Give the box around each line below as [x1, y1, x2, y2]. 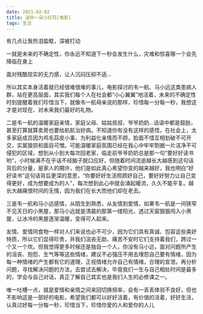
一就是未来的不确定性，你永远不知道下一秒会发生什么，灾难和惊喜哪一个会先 [6, 50, 197, 57]
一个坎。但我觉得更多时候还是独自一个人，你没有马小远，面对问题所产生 [16, 243, 197, 250]
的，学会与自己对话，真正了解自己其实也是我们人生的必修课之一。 [6, 273, 170, 281]
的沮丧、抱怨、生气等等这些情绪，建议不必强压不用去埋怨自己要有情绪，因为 [6, 250, 197, 258]
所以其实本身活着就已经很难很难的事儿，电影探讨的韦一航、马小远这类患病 [6, 83, 192, 91]
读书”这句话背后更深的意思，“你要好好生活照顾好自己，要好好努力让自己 [11, 172, 192, 179]
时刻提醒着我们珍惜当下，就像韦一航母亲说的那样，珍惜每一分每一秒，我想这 [6, 99, 197, 106]
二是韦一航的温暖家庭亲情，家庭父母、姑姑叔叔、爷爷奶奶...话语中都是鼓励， [6, 119, 196, 126]
